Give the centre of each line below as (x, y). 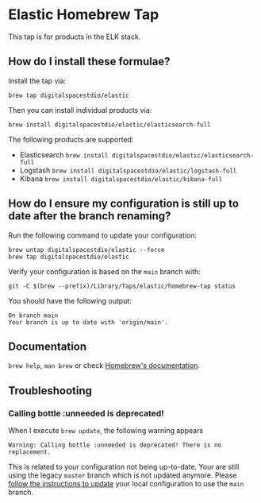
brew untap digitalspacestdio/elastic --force (86, 250)
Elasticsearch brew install (64, 155)
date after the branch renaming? (90, 216)
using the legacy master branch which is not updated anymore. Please (123, 475)
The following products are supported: (71, 139)
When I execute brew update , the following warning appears (106, 431)
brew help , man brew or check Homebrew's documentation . (104, 366)
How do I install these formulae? (89, 62)
